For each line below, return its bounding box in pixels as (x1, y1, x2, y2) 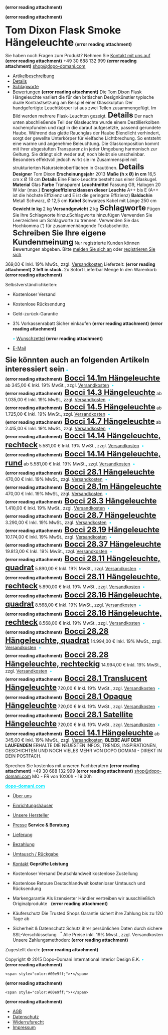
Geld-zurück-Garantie (12, 311, 58, 316)
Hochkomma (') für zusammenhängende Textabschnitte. (12, 223, 129, 229)
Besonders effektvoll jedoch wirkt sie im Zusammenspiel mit (12, 156, 137, 162)
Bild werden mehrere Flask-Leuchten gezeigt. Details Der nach (12, 110, 153, 120)
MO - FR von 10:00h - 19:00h (32, 773, 92, 779)
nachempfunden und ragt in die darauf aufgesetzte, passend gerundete (12, 125, 161, 130)
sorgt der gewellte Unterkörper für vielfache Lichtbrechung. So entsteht (12, 135, 161, 141)
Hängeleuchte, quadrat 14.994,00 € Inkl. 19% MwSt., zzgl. (5, 635, 162, 645)
